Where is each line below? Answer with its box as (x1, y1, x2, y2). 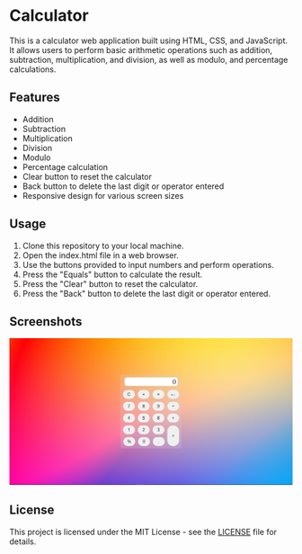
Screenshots (9, 314, 83, 329)
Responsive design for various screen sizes (22, 190, 184, 201)
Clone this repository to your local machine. (22, 240, 184, 251)
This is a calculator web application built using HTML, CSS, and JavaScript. (9, 35, 289, 46)
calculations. (9, 64, 57, 75)
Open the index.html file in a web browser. (22, 249, 180, 261)
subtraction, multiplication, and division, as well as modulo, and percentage (9, 54, 289, 65)
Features (9, 90, 60, 105)
